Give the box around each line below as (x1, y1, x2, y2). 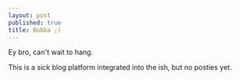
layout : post (8, 11, 51, 20)
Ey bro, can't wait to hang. (8, 48, 94, 57)
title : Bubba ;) (8, 26, 61, 34)
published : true (8, 19, 61, 27)
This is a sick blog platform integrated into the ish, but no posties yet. (8, 63, 232, 72)
